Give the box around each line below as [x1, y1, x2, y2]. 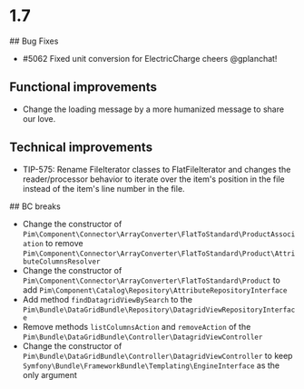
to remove [44, 237, 83, 248]
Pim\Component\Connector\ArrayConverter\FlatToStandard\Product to [22, 274, 281, 285]
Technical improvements [9, 140, 152, 155]
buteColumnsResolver [22, 256, 101, 266]
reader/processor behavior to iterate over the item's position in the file [22, 174, 285, 185]
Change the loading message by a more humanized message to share [22, 104, 284, 115]
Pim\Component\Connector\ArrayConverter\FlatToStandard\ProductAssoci [22, 229, 296, 239]
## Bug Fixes [9, 35, 59, 46]
